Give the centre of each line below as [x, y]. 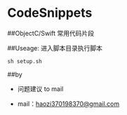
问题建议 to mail [40, 88]
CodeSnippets [50, 13]
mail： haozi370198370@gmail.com [68, 104]
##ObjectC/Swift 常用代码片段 [51, 33]
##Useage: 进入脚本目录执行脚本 [55, 48]
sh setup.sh [25, 61]
